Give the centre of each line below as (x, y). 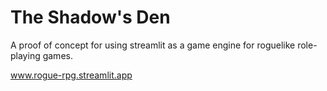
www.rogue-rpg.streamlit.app (71, 75)
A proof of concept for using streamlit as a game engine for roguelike (153, 45)
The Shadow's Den (90, 17)
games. (57, 55)
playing (25, 55)
